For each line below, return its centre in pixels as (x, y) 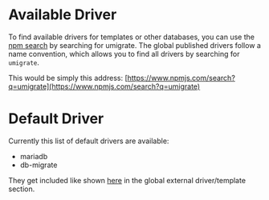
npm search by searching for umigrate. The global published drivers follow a (134, 45)
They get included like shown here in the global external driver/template (127, 180)
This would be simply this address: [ (68, 78)
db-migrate (39, 165)
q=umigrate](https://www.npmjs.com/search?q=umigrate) (104, 86)
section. (22, 189)
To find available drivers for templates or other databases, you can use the (132, 37)
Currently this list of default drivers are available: (89, 141)
